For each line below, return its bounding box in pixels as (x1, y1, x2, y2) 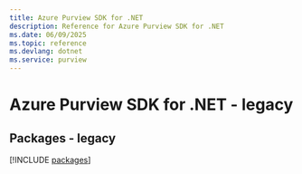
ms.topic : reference (9, 38, 88, 48)
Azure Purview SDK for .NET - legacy (9, 94, 294, 115)
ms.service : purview (9, 55, 88, 64)
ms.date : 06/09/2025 (9, 30, 88, 39)
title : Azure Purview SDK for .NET (9, 13, 144, 23)
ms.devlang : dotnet (9, 47, 83, 56)
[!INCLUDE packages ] (9, 155, 91, 165)
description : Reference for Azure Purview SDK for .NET (9, 22, 224, 31)
